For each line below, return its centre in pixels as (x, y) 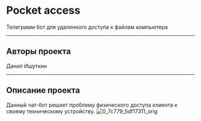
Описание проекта (43, 90)
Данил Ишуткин (27, 66)
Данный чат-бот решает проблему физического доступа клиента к (92, 105)
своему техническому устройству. (51, 111)
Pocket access (43, 10)
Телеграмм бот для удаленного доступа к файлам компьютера (87, 27)
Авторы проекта (39, 52)
